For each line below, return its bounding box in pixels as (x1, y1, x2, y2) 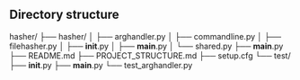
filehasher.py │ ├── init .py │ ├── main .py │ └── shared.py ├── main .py (9, 40, 284, 51)
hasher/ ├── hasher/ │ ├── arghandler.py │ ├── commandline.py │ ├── (9, 31, 281, 41)
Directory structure (9, 7, 119, 22)
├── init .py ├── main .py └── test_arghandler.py (9, 59, 193, 70)
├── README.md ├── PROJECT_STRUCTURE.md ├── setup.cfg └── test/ (9, 49, 291, 61)
